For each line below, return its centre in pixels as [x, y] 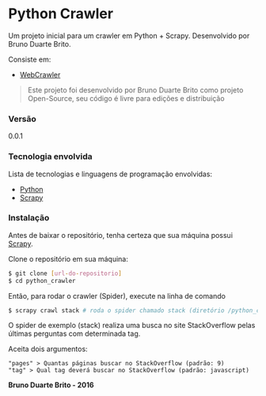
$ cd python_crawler [42, 281]
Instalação [29, 218]
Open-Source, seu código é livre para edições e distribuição [126, 98]
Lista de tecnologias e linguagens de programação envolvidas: [110, 174]
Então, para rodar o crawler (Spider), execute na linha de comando [117, 296]
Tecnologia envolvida [50, 157]
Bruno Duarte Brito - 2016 [51, 385]
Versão [23, 119]
